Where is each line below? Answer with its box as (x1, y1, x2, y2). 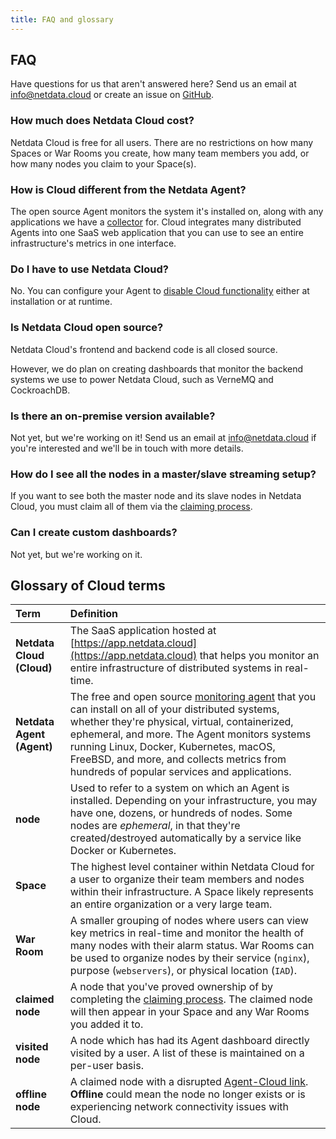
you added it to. (69, 1017, 144, 1031)
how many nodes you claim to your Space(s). (10, 157, 197, 170)
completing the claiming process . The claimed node (69, 992, 313, 1006)
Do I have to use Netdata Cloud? (10, 262, 169, 276)
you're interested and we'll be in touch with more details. (10, 442, 244, 454)
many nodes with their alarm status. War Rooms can (69, 939, 315, 953)
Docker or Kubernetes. (69, 844, 177, 858)
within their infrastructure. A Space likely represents (69, 885, 315, 899)
